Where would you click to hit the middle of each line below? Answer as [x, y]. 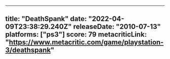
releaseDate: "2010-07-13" [117, 27]
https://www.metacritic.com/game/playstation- [86, 42]
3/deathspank [28, 50]
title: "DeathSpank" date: [46, 19]
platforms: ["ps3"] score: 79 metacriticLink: [76, 35]
